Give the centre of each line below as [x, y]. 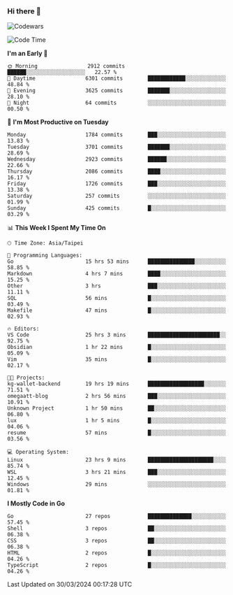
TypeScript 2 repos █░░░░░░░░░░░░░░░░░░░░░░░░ [117, 566]
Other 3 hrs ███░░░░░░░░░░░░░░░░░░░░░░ [117, 286]
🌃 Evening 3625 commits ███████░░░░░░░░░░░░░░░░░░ [117, 91]
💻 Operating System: [38, 452]
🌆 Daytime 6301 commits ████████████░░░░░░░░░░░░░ [117, 79]
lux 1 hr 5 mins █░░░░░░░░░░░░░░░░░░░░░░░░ [117, 421]
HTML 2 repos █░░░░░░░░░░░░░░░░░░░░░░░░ [117, 553]
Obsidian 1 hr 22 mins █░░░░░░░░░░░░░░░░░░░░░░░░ [117, 347]
